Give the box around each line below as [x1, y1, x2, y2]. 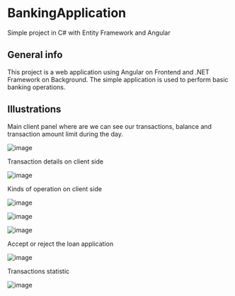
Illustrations [7, 103, 62, 115]
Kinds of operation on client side [7, 184, 103, 193]
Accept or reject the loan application [7, 239, 114, 248]
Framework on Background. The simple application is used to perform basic [7, 75, 229, 84]
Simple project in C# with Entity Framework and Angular [7, 28, 171, 37]
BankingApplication [7, 5, 126, 21]
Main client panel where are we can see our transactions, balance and [7, 122, 212, 130]
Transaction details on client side [7, 157, 104, 166]
